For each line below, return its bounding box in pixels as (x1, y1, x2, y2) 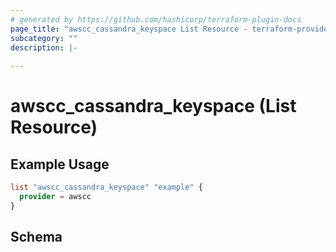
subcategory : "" (10, 33, 78, 43)
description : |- (10, 42, 78, 53)
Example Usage (10, 156, 110, 173)
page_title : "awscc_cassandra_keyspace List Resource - (10, 24, 248, 34)
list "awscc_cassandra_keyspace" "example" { (10, 182, 203, 193)
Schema (10, 229, 63, 246)
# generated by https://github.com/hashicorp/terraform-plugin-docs (10, 14, 302, 25)
